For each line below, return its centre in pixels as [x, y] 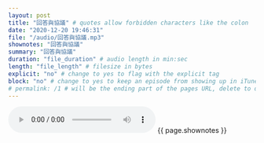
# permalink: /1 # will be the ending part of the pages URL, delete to [130, 88]
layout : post [29, 15]
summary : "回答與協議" [42, 52]
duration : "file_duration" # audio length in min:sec [98, 60]
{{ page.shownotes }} [192, 130]
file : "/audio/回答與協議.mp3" [56, 37]
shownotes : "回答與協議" [46, 45]
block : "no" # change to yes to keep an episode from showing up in [123, 81]
